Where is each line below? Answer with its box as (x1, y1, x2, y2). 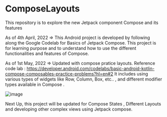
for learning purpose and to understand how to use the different (5, 45, 137, 51)
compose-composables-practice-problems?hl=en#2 (5, 70, 114, 76)
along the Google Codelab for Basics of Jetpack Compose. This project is (5, 39, 157, 45)
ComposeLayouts (5, 3, 80, 14)
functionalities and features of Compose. (5, 50, 89, 56)
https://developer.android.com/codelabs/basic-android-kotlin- (26, 65, 155, 71)
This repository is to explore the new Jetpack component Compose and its (5, 19, 159, 25)
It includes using (114, 70, 149, 76)
